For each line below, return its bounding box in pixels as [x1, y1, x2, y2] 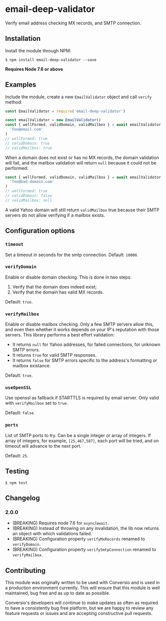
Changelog [5, 493, 40, 502]
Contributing [5, 566, 46, 575]
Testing [5, 467, 29, 475]
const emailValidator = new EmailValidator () [5, 118, 101, 123]
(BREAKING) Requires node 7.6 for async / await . [12, 520, 109, 526]
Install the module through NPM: [5, 47, 72, 53]
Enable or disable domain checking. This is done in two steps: [5, 274, 132, 280]
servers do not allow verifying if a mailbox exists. [5, 212, 105, 218]
